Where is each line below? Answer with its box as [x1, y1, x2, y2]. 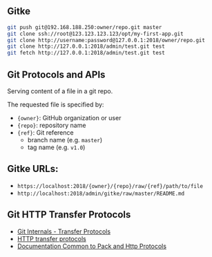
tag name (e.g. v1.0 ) [27, 143, 86, 151]
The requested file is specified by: [7, 100, 104, 108]
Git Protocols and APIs [7, 68, 106, 80]
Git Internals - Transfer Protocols [17, 227, 111, 236]
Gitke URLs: [7, 163, 59, 175]
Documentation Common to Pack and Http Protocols [17, 242, 167, 250]
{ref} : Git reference [17, 128, 74, 137]
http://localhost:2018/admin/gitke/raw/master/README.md [17, 190, 185, 197]
